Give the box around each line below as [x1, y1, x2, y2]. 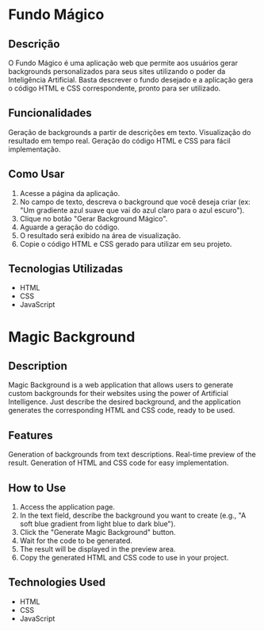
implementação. [8, 144, 61, 154]
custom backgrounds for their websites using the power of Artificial [8, 389, 228, 398]
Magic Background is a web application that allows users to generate [8, 380, 234, 390]
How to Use [8, 481, 67, 494]
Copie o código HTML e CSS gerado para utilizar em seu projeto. [19, 239, 232, 248]
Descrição [8, 37, 60, 51]
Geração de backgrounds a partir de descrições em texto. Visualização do [8, 127, 251, 137]
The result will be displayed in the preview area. [19, 544, 176, 554]
